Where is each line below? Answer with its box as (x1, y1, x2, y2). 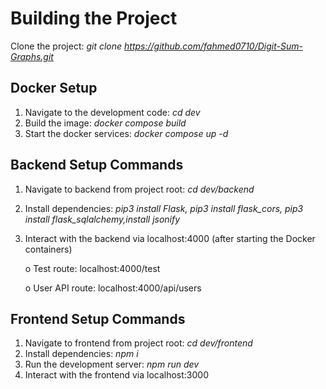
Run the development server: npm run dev (24, 358, 200, 371)
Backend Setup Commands (10, 157, 184, 174)
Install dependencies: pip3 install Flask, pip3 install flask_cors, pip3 (24, 202, 304, 214)
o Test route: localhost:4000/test (24, 262, 161, 274)
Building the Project (10, 7, 178, 30)
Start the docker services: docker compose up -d (24, 127, 229, 139)
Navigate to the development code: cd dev (24, 106, 201, 118)
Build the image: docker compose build (24, 117, 187, 129)
